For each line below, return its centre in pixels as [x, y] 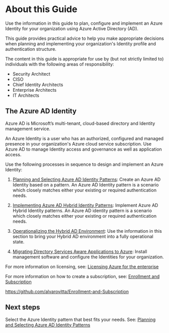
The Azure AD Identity [41, 111]
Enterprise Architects [35, 90]
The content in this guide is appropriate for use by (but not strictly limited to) [84, 58]
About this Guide [41, 9]
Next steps [23, 308]
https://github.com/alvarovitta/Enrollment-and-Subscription [67, 291]
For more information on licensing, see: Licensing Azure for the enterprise [82, 267]
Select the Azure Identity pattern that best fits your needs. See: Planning [80, 319]
